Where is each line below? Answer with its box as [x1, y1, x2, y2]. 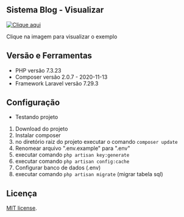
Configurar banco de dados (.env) [15, 164, 101, 171]
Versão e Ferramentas [6, 51, 93, 61]
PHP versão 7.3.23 [15, 66, 62, 74]
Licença [6, 188, 38, 199]
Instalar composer [15, 132, 61, 139]
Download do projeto [15, 125, 68, 133]
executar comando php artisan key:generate [15, 151, 130, 158]
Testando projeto [15, 113, 58, 121]
